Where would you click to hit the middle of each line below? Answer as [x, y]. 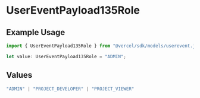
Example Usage [36, 32]
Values [19, 75]
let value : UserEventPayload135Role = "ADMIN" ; [66, 56]
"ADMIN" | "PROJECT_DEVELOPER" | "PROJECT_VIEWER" [70, 89]
